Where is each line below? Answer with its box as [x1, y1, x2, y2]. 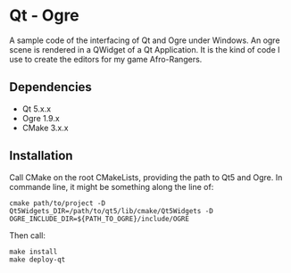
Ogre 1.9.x [21, 112, 60, 123]
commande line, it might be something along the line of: [9, 181, 214, 192]
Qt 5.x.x [21, 103, 52, 114]
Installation [9, 148, 73, 163]
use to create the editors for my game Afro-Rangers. [9, 54, 203, 64]
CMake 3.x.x [21, 122, 69, 133]
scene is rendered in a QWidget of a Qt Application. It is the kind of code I [9, 44, 280, 54]
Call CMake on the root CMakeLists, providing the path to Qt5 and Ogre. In [9, 171, 283, 183]
